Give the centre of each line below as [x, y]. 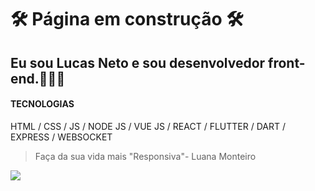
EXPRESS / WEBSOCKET [61, 137]
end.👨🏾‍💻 [38, 78]
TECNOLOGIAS [42, 104]
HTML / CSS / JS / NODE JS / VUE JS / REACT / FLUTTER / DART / [148, 126]
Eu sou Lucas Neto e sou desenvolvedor [138, 62]
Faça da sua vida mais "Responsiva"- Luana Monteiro [145, 156]
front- [287, 62]
